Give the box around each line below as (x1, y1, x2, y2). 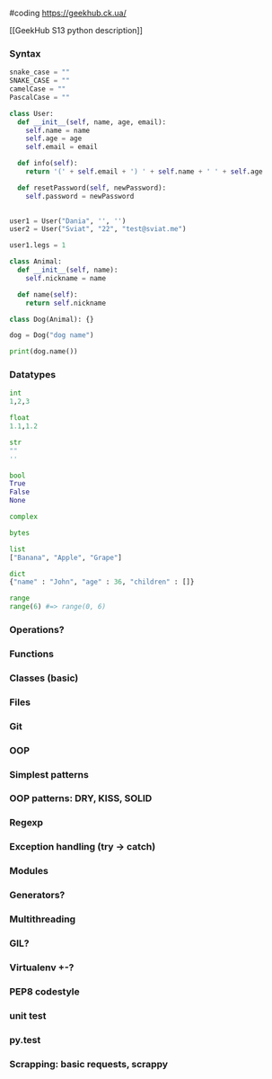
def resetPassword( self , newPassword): (17, 183, 167, 192)
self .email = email (25, 143, 99, 152)
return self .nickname (25, 299, 106, 308)
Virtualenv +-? (9, 961, 75, 974)
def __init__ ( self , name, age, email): (17, 117, 167, 127)
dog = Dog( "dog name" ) (9, 331, 94, 340)
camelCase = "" (9, 85, 66, 94)
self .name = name (25, 126, 91, 135)
